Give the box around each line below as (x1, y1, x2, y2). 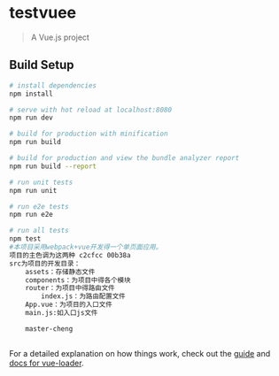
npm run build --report (9, 162, 97, 171)
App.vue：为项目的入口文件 (25, 300, 112, 310)
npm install (9, 89, 53, 98)
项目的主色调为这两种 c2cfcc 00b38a (9, 250, 131, 259)
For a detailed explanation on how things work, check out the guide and (9, 348, 271, 358)
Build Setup (9, 58, 74, 73)
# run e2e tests (9, 202, 69, 211)
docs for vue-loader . (9, 357, 84, 368)
